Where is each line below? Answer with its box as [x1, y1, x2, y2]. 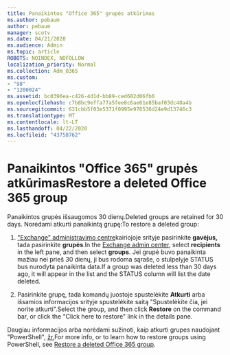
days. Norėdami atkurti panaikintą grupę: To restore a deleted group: [7, 220, 199, 229]
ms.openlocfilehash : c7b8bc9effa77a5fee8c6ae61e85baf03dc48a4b [7, 100, 192, 106]
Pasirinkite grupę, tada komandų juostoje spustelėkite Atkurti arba [16, 290, 205, 299]
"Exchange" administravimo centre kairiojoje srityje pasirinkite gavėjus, [16, 233, 218, 242]
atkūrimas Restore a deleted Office [7, 176, 207, 191]
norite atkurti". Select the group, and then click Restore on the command [16, 305, 221, 313]
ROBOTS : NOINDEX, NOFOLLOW [7, 55, 84, 62]
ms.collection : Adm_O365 [7, 67, 78, 74]
